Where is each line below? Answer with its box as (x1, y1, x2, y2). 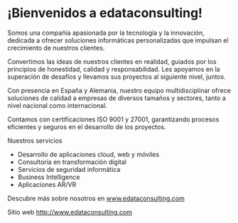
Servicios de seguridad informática (17, 165, 121, 173)
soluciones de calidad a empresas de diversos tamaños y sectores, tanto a (7, 94, 226, 102)
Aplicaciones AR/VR (17, 180, 77, 189)
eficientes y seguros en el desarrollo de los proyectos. (7, 122, 166, 131)
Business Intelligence (17, 173, 80, 181)
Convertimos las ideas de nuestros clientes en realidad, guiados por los (7, 57, 217, 65)
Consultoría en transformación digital (17, 158, 126, 166)
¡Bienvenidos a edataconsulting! (7, 5, 203, 21)
